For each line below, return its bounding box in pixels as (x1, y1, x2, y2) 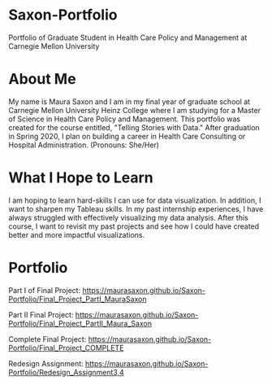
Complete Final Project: (8, 334, 87, 343)
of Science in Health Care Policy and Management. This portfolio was (8, 114, 241, 124)
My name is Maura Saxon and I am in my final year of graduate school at (8, 96, 250, 107)
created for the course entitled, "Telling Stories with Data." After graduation (8, 122, 260, 132)
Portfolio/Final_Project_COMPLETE (8, 343, 124, 352)
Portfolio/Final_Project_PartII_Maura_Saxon (8, 318, 153, 328)
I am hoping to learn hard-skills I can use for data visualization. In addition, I (8, 195, 261, 205)
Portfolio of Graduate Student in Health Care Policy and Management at (8, 33, 248, 42)
